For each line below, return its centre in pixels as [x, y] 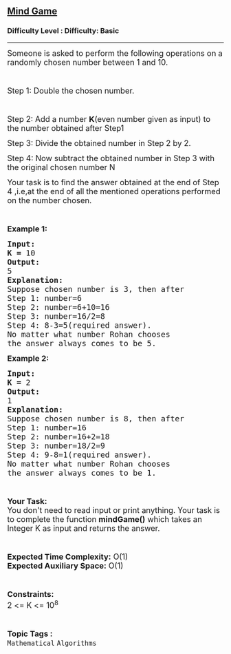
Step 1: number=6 [45, 298]
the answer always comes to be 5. [82, 343]
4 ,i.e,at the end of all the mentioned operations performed [114, 191]
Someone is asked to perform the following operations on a [115, 53]
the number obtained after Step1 [66, 128]
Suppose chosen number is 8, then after [96, 418]
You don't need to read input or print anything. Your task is [114, 510]
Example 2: [28, 358]
